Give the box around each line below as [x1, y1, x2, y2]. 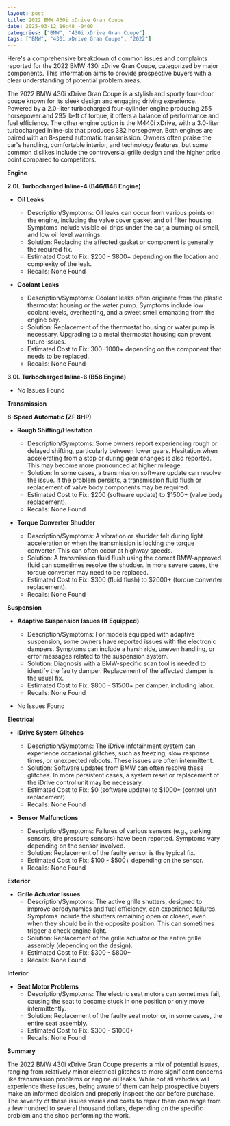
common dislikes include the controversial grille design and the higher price [7, 148, 221, 157]
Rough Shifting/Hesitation [16, 426, 93, 434]
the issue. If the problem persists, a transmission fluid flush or [27, 476, 202, 485]
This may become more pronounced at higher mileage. [27, 461, 183, 470]
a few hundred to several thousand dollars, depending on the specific [7, 1104, 203, 1112]
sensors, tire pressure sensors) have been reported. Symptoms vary [27, 835, 220, 843]
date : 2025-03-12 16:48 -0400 [7, 23, 94, 30]
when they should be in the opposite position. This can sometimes [27, 919, 214, 928]
